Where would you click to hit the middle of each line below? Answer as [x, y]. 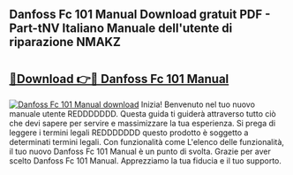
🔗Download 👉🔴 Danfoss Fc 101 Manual [119, 79]
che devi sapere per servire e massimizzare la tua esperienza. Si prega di [143, 123]
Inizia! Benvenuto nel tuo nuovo [198, 104]
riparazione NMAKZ [65, 42]
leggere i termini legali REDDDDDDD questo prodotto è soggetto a [129, 133]
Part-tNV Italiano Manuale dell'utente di [121, 29]
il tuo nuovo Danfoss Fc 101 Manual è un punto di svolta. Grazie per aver [140, 151]
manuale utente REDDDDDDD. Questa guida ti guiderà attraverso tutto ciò [143, 114]
